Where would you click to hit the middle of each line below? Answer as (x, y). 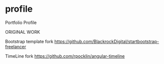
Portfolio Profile (21, 22)
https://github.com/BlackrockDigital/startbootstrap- (106, 41)
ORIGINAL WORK (23, 32)
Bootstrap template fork (29, 41)
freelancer (16, 46)
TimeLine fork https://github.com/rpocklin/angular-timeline (65, 56)
